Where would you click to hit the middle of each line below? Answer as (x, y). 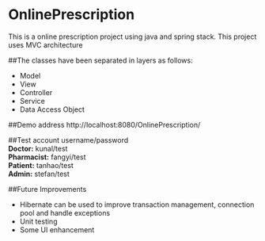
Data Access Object (52, 109)
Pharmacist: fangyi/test (47, 157)
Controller (36, 92)
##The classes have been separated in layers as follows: (100, 60)
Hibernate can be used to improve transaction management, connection (137, 205)
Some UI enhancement (57, 230)
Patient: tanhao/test (41, 165)
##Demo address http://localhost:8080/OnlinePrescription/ (104, 124)
